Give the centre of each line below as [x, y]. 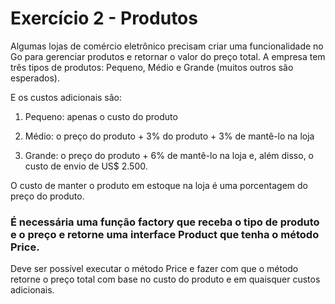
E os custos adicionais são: [66, 97]
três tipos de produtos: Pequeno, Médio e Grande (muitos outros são [152, 67]
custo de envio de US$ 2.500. [86, 166]
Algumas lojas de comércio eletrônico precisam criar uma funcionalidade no [167, 46]
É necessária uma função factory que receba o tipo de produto [165, 222]
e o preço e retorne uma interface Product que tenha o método [165, 234]
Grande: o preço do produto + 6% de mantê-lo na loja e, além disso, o [169, 155]
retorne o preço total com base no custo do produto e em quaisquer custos [165, 279]
